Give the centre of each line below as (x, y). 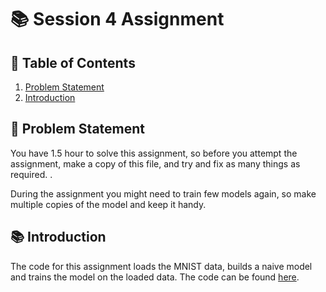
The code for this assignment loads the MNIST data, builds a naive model (161, 266)
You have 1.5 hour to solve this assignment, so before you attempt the (154, 153)
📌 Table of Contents (73, 62)
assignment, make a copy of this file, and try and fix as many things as (155, 163)
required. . (31, 174)
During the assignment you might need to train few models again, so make (163, 193)
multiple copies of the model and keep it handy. (108, 204)
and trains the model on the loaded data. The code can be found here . (155, 277)
